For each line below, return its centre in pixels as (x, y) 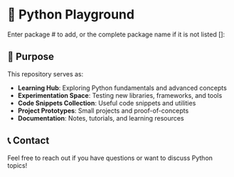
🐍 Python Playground (71, 15)
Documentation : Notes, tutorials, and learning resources (101, 118)
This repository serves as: (46, 74)
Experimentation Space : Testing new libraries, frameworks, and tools (120, 95)
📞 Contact (28, 141)
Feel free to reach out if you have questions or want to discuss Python (110, 158)
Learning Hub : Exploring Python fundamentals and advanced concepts (122, 88)
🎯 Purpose (31, 57)
